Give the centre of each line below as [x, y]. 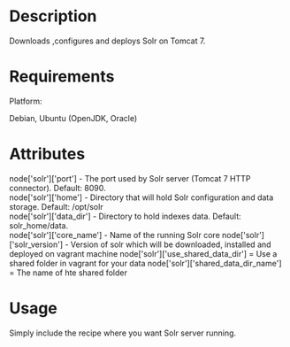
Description [53, 16]
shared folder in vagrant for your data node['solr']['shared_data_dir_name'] [145, 263]
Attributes [47, 154]
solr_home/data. [39, 225]
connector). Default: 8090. [57, 188]
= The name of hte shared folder [69, 273]
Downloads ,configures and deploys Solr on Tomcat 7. [107, 41]
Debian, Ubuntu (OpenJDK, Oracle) [73, 118]
